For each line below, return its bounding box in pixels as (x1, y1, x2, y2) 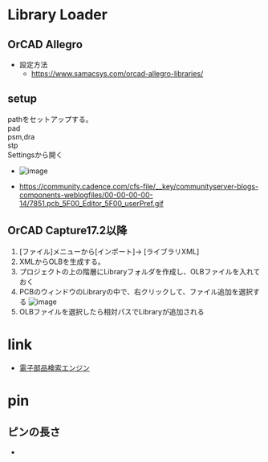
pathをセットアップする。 (7, 114, 93, 124)
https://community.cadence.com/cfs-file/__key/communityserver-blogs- (18, 181, 259, 191)
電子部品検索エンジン (18, 363, 90, 372)
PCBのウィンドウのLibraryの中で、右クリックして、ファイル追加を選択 (18, 286, 254, 296)
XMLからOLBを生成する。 (18, 257, 105, 266)
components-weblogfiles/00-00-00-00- (18, 190, 153, 200)
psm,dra (7, 132, 35, 141)
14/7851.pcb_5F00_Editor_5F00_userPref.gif (18, 198, 164, 208)
